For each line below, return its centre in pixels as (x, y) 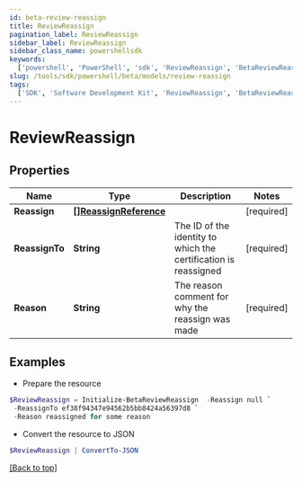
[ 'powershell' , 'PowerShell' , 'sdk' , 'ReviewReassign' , (124, 68)
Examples (37, 362)
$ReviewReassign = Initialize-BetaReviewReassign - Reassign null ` (140, 400)
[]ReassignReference (120, 210)
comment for (201, 296)
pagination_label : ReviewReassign (74, 34)
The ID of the (202, 226)
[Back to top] (33, 468)
